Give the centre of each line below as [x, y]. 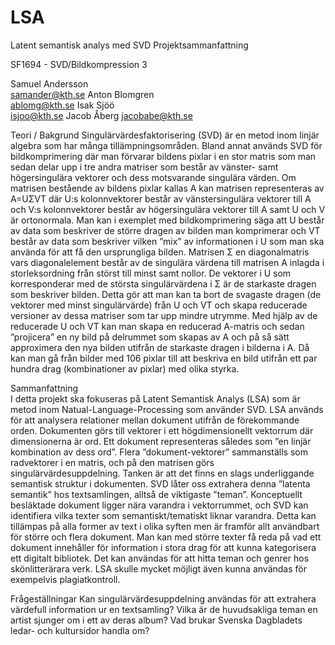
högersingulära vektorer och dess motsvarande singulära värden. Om [153, 177]
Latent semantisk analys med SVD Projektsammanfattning [129, 45]
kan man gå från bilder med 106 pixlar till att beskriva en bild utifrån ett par [164, 358]
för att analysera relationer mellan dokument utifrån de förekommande [155, 420]
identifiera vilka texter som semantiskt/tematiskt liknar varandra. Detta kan [163, 515]
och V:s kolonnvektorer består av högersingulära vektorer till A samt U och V [168, 209]
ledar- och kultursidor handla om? [80, 630]
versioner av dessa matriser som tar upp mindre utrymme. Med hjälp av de [164, 315]
